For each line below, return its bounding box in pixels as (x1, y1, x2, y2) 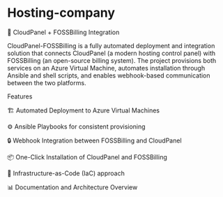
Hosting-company (7, 5, 116, 21)
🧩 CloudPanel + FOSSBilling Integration (7, 28, 120, 36)
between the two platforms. (7, 78, 86, 87)
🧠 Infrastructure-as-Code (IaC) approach (7, 169, 125, 177)
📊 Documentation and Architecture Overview (7, 183, 138, 191)
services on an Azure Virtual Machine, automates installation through (7, 64, 206, 72)
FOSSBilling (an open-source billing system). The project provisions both (7, 56, 217, 64)
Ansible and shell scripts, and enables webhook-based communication (7, 71, 210, 80)
